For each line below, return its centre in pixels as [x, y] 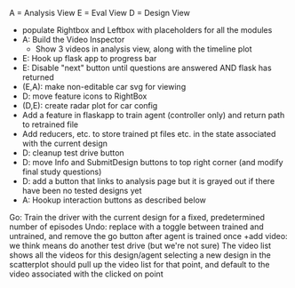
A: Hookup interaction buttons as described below [114, 200]
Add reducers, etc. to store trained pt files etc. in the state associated [149, 134]
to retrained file [50, 124]
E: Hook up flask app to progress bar [89, 58]
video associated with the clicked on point [86, 274]
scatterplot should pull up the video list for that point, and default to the [140, 264]
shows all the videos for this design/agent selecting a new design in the [140, 255]
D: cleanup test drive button [73, 153]
